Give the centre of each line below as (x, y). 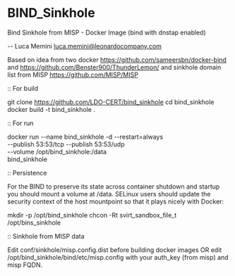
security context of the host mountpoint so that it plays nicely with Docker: (116, 201)
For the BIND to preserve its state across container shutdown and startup (114, 186)
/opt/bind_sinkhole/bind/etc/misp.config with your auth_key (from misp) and (118, 257)
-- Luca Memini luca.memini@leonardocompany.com (85, 46)
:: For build (23, 88)
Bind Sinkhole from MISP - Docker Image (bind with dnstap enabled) (107, 32)
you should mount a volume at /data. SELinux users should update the (109, 194)
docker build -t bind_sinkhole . (51, 109)
